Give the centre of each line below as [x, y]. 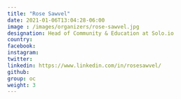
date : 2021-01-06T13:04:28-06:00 [56, 20]
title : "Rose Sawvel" [39, 14]
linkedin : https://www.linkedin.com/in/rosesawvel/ [84, 66]
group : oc [22, 78]
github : [19, 72]
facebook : [22, 46]
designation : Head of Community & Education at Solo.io [90, 33]
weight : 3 [22, 85]
